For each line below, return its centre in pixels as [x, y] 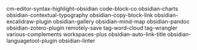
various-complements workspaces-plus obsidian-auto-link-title [86, 34]
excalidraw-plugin [29, 21]
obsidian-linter [77, 41]
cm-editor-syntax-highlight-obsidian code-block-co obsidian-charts [92, 9]
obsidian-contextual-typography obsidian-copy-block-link [80, 15]
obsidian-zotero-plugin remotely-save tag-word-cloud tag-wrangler [92, 28]
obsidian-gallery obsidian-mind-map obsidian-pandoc [121, 21]
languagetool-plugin [32, 41]
